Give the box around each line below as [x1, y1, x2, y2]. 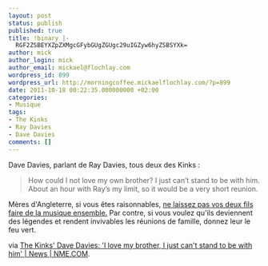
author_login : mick [8, 57, 74, 65]
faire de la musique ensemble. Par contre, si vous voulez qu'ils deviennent [8, 208, 254, 217]
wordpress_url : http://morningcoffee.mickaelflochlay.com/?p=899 [8, 78, 230, 86]
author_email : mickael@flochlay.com [8, 64, 130, 72]
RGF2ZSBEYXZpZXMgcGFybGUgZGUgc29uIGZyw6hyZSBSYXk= [15, 42, 188, 50]
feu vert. [8, 224, 37, 234]
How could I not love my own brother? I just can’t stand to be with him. [27, 175, 260, 185]
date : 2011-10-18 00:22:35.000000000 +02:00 [8, 85, 159, 94]
